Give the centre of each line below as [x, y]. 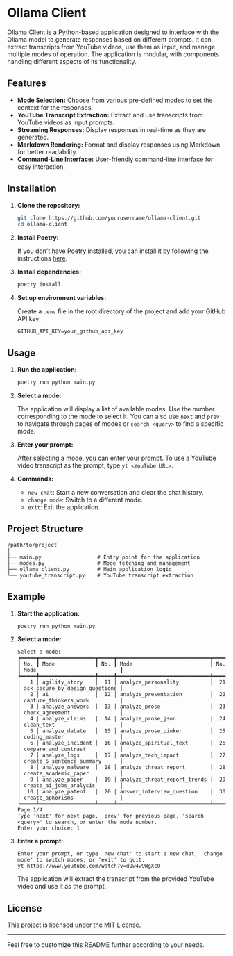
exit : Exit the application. [64, 507]
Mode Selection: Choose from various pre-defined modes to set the [115, 100]
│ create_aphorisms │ [70, 798]
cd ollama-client [42, 224]
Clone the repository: [49, 205]
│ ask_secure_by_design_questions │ [70, 689]
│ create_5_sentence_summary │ [70, 761]
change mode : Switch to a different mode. [85, 500]
